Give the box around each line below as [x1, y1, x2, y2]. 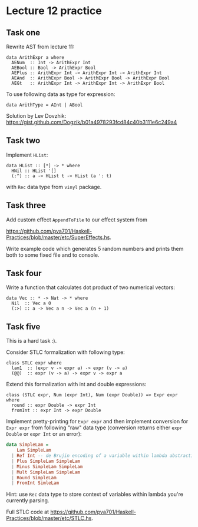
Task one [6, 28, 41, 38]
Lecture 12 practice [6, 4, 102, 18]
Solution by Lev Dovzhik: [6, 112, 67, 119]
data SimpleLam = [6, 442, 49, 448]
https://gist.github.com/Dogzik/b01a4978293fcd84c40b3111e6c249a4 [6, 119, 177, 125]
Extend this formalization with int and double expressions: [6, 381, 147, 388]
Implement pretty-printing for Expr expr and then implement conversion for [6, 418, 189, 425]
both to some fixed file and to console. [6, 251, 100, 258]
